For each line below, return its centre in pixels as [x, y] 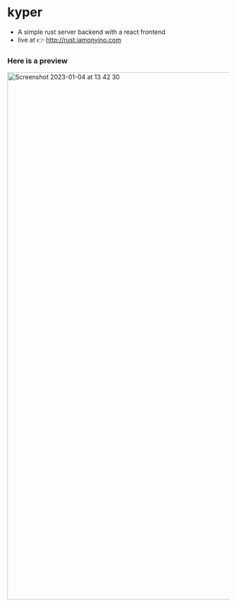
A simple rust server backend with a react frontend [91, 32]
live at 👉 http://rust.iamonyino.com [69, 40]
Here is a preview [38, 61]
